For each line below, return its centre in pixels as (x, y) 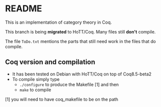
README (24, 9)
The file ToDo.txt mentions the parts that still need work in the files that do (80, 41)
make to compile (35, 90)
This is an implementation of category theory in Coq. (59, 22)
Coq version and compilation (50, 62)
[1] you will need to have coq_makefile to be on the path (62, 99)
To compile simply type (36, 79)
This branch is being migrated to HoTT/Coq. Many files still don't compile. (80, 32)
